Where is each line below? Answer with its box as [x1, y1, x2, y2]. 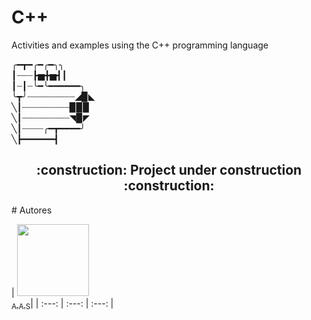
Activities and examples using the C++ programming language [11, 39, 269, 51]
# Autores [11, 204, 53, 216]
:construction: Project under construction [35, 162, 303, 179]
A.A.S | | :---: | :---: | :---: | [11, 297, 114, 311]
